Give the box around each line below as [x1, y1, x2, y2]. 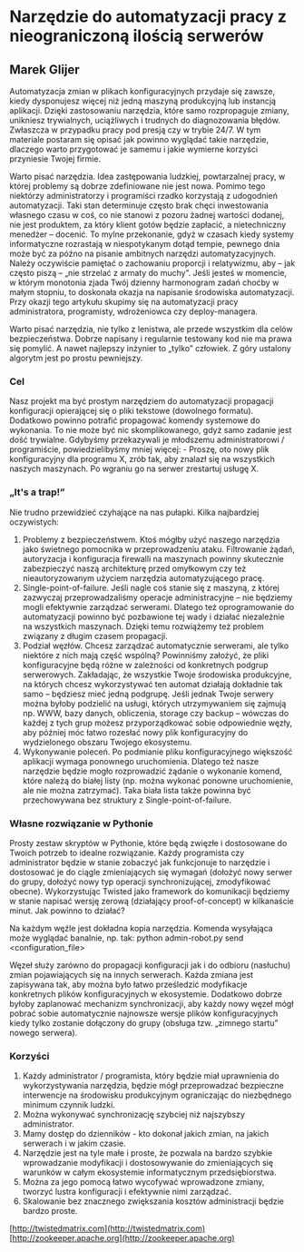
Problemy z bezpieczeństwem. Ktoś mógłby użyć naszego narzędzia [22, 534, 280, 545]
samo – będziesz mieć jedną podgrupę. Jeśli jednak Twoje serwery [22, 688, 274, 699]
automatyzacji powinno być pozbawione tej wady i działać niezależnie [22, 611, 285, 622]
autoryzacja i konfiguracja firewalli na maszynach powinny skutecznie [22, 553, 284, 564]
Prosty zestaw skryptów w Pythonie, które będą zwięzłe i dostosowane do [9, 837, 288, 848]
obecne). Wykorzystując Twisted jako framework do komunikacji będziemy [9, 885, 290, 896]
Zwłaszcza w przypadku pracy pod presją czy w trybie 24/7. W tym [9, 124, 261, 135]
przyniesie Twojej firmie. [9, 153, 102, 164]
